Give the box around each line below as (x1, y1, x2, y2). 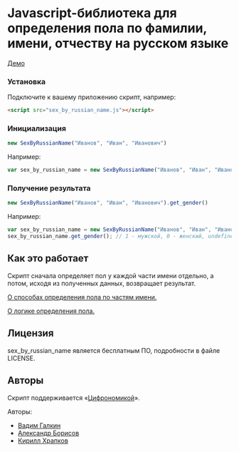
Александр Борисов (17, 428, 80, 437)
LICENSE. (7, 354, 36, 362)
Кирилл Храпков (17, 436, 69, 445)
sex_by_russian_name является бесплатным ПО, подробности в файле (7, 346, 221, 354)
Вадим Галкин (17, 421, 61, 429)
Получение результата (7, 183, 91, 193)
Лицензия (7, 327, 54, 339)
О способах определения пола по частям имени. (7, 292, 157, 301)
